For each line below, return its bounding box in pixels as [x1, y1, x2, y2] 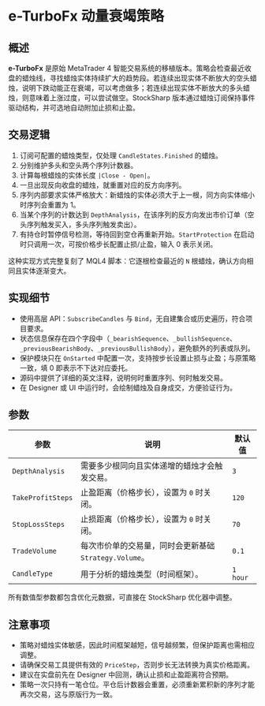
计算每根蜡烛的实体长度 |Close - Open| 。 [19, 170, 155, 180]
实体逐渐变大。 [21, 266, 71, 275]
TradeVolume [12, 547, 58, 556]
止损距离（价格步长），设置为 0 [80, 514, 194, 525]
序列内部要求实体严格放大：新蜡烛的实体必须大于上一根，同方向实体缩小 [19, 190, 255, 200]
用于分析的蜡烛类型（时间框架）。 [80, 569, 203, 580]
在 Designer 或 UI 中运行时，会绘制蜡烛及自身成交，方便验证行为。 [19, 383, 237, 392]
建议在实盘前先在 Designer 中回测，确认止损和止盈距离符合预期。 [19, 670, 233, 679]
